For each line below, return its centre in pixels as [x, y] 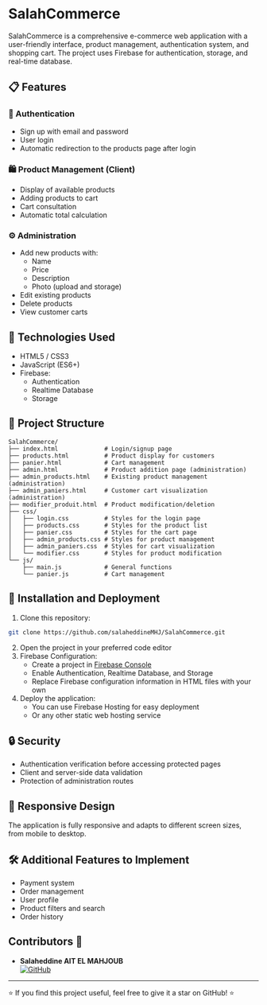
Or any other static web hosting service [96, 715]
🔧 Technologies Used [62, 337]
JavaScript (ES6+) [50, 365]
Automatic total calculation [63, 215]
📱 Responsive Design [62, 806]
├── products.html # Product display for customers [112, 456]
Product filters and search [62, 908]
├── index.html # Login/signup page [90, 449]
